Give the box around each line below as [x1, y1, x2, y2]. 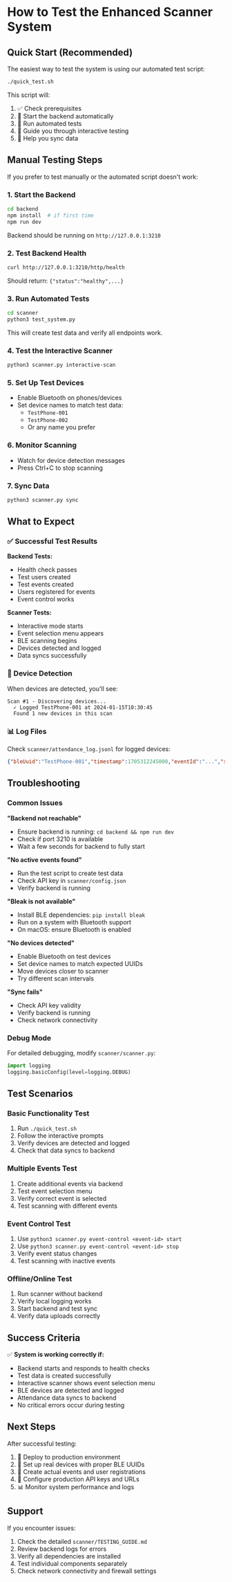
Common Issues [7, 798, 64, 808]
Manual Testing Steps [7, 154, 103, 166]
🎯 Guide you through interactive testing [17, 126, 129, 135]
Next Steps [7, 1421, 56, 1433]
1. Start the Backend [7, 190, 76, 200]
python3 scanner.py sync [7, 496, 79, 503]
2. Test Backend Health [7, 248, 87, 258]
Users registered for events [17, 588, 95, 596]
